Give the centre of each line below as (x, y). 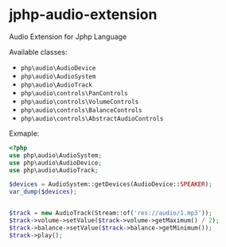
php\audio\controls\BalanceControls (81, 110)
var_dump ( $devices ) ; (43, 192)
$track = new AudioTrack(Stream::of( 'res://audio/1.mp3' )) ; (111, 213)
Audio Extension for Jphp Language (68, 37)
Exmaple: (24, 133)
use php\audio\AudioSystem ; (56, 155)
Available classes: (38, 52)
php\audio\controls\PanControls (74, 93)
